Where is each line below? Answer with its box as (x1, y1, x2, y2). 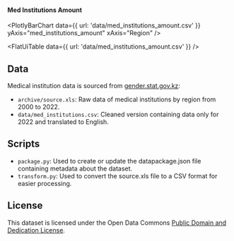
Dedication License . (7, 225, 66, 234)
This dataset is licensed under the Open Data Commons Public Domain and (7, 218, 227, 227)
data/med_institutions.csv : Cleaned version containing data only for (17, 110, 219, 119)
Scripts (7, 138, 40, 150)
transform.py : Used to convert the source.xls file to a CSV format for (17, 171, 218, 180)
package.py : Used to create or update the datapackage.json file (17, 156, 201, 165)
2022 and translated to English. (17, 118, 110, 126)
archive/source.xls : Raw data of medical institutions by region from (17, 95, 216, 104)
